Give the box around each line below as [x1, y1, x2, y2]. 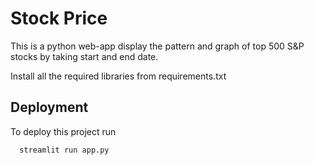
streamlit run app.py [19, 145, 110, 155]
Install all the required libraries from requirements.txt [10, 70, 227, 82]
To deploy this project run [10, 125, 117, 137]
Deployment [10, 99, 89, 116]
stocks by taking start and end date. [10, 50, 159, 62]
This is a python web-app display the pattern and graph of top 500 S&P [10, 40, 305, 52]
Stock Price [10, 7, 108, 30]
